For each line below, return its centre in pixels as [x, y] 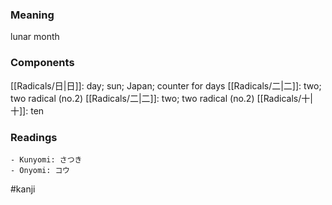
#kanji [23, 189]
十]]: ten [27, 110]
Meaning [32, 15]
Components [42, 63]
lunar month [35, 37]
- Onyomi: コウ [40, 170]
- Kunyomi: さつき [46, 159]
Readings [34, 137]
